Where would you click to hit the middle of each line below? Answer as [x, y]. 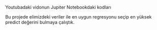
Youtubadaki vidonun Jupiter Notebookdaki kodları [58, 7]
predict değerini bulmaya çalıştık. [40, 22]
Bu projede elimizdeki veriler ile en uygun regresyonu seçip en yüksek [78, 17]
